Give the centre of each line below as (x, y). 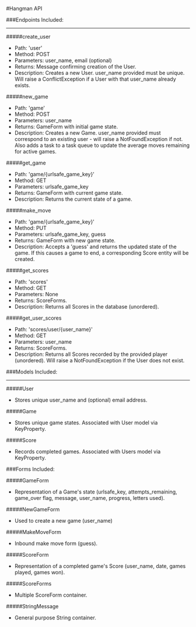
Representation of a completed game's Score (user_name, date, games (100, 566)
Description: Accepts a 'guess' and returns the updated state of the (95, 246)
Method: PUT (30, 228)
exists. (22, 85)
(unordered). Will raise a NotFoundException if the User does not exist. (99, 360)
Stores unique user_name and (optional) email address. (81, 400)
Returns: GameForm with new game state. (65, 240)
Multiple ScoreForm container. (51, 595)
